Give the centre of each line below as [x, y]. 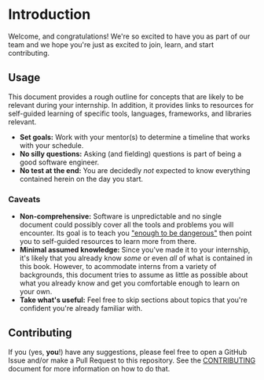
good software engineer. [59, 162]
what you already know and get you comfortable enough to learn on [130, 283]
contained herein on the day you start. [81, 179]
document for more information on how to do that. [89, 368]
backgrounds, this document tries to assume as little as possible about [134, 275]
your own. [36, 292]
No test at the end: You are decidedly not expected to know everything [135, 170]
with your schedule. [51, 145]
